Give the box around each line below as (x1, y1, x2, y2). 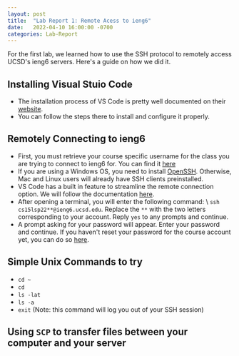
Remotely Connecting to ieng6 (7, 133, 146, 145)
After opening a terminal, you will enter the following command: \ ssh (17, 197, 220, 205)
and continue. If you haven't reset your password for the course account (17, 228, 231, 236)
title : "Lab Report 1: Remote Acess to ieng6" (7, 17, 152, 24)
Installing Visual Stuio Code (7, 78, 133, 90)
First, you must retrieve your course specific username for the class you (17, 151, 230, 161)
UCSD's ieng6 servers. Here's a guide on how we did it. (7, 58, 171, 66)
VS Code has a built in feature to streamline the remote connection (17, 182, 214, 190)
